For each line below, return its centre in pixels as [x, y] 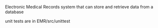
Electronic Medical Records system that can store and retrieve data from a [79, 7]
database [15, 12]
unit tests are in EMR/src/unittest [38, 21]
